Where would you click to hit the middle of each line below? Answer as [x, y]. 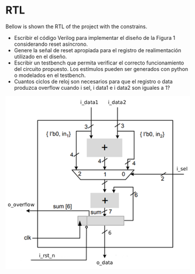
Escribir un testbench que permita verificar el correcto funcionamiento [99, 63]
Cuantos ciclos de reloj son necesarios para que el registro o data [93, 81]
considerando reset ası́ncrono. [51, 44]
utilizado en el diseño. [40, 56]
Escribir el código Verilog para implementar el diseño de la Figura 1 [95, 38]
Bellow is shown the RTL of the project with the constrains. [76, 26]
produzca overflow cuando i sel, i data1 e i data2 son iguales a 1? [92, 87]
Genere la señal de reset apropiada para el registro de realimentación [97, 50]
